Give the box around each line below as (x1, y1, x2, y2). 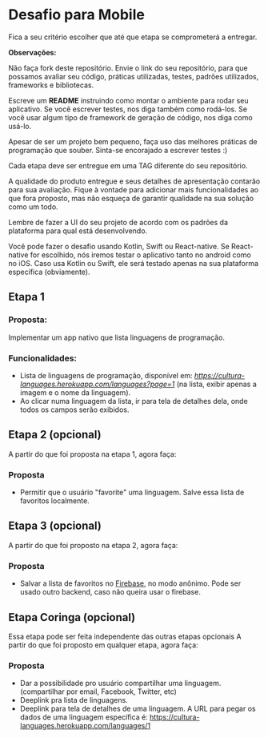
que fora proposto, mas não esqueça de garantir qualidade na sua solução (8, 193, 254, 203)
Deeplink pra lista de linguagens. (19, 696, 128, 705)
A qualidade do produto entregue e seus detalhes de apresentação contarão (8, 176, 261, 186)
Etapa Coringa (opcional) (8, 611, 136, 624)
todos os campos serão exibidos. (19, 405, 130, 414)
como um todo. (8, 202, 58, 212)
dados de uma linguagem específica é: (19, 712, 148, 722)
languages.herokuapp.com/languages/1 (19, 721, 150, 731)
